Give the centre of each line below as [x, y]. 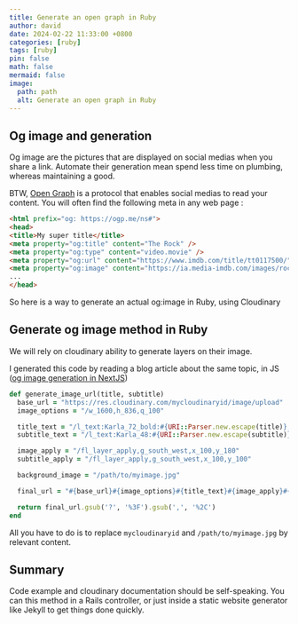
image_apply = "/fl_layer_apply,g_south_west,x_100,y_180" [129, 451]
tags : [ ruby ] [33, 51]
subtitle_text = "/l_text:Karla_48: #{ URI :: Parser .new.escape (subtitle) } [154, 435]
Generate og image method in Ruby [109, 330]
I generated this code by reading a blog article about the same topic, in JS [144, 368]
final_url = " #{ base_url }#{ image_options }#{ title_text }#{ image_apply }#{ [154, 491]
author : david [35, 26]
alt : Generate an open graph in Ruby [87, 100]
